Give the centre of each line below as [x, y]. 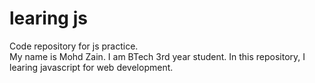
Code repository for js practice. [74, 46]
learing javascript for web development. [91, 67]
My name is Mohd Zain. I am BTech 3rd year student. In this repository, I [157, 56]
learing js [48, 18]
